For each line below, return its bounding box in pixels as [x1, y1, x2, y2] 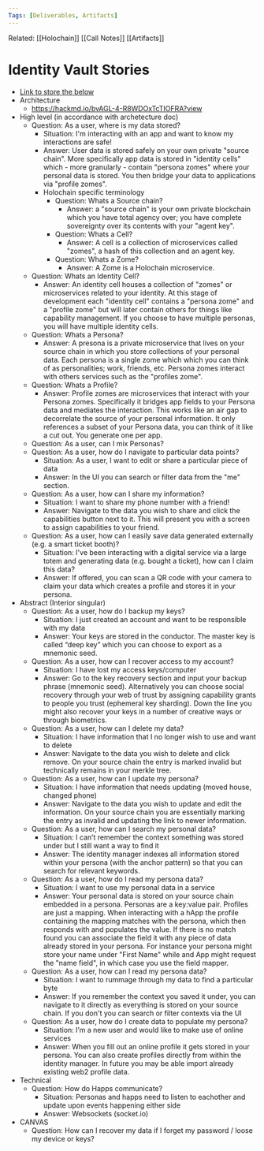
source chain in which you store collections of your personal [43, 346, 240, 356]
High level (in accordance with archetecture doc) [19, 112, 179, 121]
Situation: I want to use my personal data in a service [43, 882, 215, 892]
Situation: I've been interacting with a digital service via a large [43, 547, 247, 557]
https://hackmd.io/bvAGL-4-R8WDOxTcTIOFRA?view [31, 103, 203, 113]
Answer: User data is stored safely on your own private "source [43, 145, 250, 155]
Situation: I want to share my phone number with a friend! [43, 497, 230, 507]
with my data [43, 623, 85, 632]
